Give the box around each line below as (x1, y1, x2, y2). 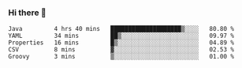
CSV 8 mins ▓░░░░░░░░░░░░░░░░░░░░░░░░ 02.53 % (8, 46, 235, 54)
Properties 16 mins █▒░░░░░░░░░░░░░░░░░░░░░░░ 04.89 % (8, 39, 235, 47)
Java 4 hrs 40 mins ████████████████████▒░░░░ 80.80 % (8, 25, 235, 33)
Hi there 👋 (8, 7, 47, 18)
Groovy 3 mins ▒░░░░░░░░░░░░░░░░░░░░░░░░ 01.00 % (8, 53, 235, 61)
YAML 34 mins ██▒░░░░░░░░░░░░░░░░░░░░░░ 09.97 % (8, 32, 235, 40)
